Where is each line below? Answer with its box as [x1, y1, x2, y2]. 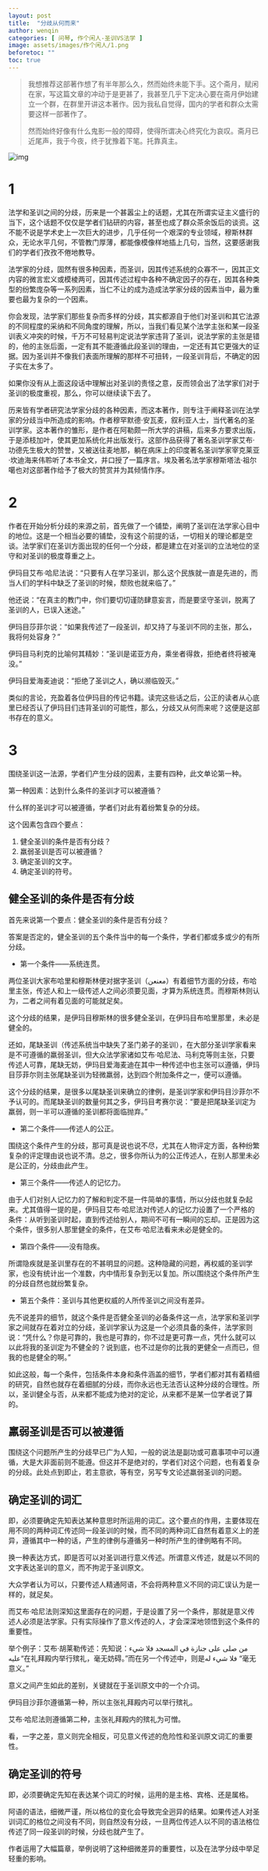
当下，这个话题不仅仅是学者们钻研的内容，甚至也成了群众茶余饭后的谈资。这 [8, 217, 260, 227]
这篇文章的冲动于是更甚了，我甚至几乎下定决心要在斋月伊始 [55, 89, 252, 98]
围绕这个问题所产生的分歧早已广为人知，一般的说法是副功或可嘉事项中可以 [8, 1448, 253, 1457]
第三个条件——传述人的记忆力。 [19, 1178, 125, 1187]
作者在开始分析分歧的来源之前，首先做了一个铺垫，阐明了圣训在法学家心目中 [8, 521, 260, 530]
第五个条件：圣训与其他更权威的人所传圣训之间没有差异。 [19, 1295, 209, 1305]
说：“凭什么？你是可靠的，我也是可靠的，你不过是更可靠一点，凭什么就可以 [8, 1332, 257, 1342]
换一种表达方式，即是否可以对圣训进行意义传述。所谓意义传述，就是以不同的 [8, 1553, 260, 1563]
